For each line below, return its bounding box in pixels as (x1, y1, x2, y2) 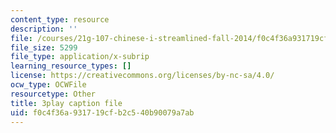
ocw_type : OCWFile (10, 80, 87, 90)
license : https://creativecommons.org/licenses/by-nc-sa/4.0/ (10, 71, 275, 81)
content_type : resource (10, 14, 110, 25)
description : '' (10, 24, 78, 34)
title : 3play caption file (10, 98, 123, 108)
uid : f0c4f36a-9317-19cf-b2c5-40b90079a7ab (10, 107, 195, 118)
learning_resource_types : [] (10, 61, 132, 71)
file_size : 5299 (10, 42, 78, 53)
